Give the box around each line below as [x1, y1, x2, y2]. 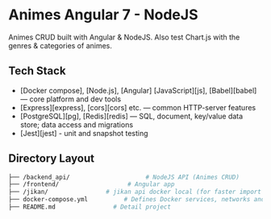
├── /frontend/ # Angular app [8, 180, 175, 188]
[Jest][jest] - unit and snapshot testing [19, 128, 148, 138]
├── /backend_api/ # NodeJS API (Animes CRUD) [8, 173, 240, 181]
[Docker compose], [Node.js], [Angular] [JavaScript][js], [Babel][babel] [19, 85, 257, 95]
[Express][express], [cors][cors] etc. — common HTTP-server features [19, 102, 256, 112]
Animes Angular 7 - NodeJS [8, 6, 198, 24]
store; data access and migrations [19, 119, 134, 130]
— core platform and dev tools [19, 94, 122, 104]
